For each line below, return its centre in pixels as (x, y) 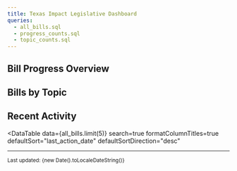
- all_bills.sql (37, 27)
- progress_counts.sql (47, 33)
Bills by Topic (37, 92)
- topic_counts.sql (42, 40)
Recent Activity (42, 116)
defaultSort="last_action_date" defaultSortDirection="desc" (94, 141)
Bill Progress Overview (58, 69)
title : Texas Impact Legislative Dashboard (72, 14)
